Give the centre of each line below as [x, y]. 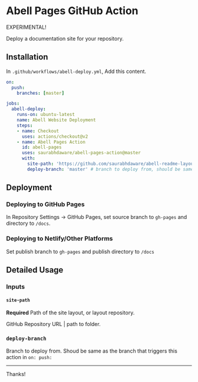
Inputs [16, 287]
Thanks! [16, 374]
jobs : [13, 104]
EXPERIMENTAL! [27, 27]
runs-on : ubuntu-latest [46, 115]
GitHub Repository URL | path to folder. [54, 324]
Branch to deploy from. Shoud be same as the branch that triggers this [92, 351]
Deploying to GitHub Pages [45, 204]
